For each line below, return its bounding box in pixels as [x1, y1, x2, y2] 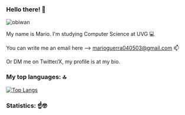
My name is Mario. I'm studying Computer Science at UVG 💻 [6, 31, 155, 38]
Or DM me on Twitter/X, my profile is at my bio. [6, 58, 121, 65]
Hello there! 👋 [6, 5, 46, 14]
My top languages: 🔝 [6, 73, 67, 81]
